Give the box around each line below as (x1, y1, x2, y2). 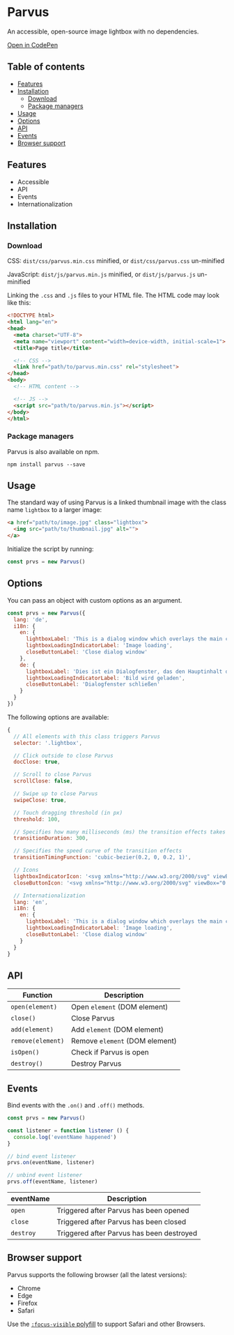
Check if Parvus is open (70, 1048, 150, 1057)
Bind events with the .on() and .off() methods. (7, 1101, 145, 1110)
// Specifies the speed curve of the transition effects (13, 847, 182, 854)
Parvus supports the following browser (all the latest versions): (7, 1270, 187, 1279)
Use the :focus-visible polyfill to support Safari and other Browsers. (7, 1320, 205, 1328)
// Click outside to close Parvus (13, 752, 114, 759)
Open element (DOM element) (70, 1002, 169, 1012)
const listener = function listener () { (7, 1127, 130, 1134)
